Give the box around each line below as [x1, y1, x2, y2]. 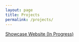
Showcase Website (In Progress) [5, 31, 74, 37]
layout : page [5, 7, 33, 13]
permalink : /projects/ [5, 17, 54, 22]
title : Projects [5, 12, 40, 17]
